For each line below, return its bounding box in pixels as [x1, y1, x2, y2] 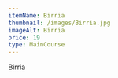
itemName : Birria [8, 11, 65, 20]
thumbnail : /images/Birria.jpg [8, 19, 111, 27]
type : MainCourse [8, 41, 65, 49]
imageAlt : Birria [8, 26, 65, 34]
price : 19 [8, 33, 41, 42]
